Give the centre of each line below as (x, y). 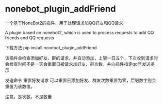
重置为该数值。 (20, 86)
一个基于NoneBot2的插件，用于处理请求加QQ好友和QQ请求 (64, 23)
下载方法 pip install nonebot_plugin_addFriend (51, 47)
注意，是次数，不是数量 (28, 97)
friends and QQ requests (30, 38)
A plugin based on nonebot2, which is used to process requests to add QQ (80, 32)
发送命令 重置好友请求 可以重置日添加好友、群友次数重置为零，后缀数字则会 (81, 80)
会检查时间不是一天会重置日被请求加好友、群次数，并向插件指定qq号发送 (78, 64)
